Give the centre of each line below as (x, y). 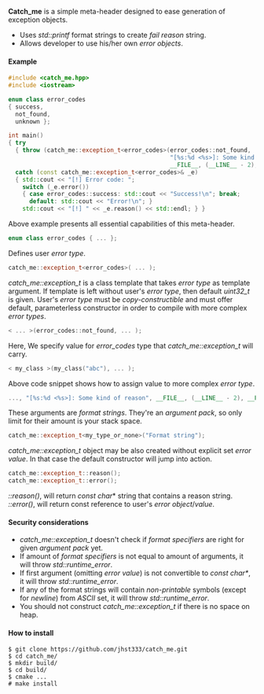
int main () (26, 136)
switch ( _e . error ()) (56, 187)
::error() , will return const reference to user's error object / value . (111, 504)
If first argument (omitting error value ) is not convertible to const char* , (135, 573)
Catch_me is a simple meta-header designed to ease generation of (117, 11)
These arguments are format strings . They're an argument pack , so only (125, 413)
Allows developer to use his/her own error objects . (101, 43)
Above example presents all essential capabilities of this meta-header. (122, 224)
